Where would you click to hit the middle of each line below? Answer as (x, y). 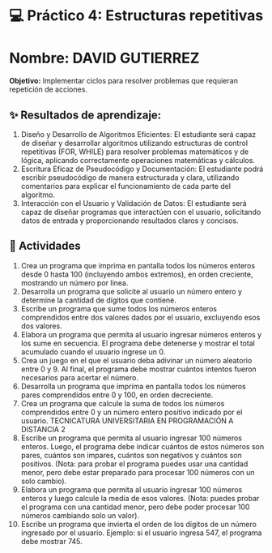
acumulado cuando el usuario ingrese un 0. (93, 352)
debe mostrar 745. (52, 541)
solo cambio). (44, 481)
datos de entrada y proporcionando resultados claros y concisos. (130, 221)
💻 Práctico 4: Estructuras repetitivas (136, 16)
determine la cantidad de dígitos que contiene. (99, 300)
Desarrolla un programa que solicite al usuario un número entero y (131, 291)
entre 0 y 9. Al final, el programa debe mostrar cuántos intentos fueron (139, 369)
